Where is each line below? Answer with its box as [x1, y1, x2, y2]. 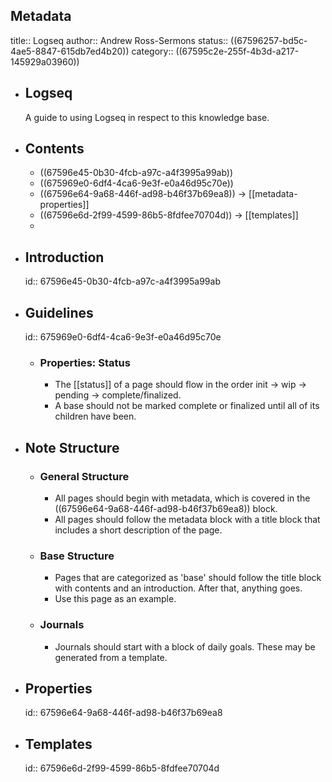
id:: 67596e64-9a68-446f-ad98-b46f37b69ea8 [24, 707, 223, 719]
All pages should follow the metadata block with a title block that [54, 514, 321, 526]
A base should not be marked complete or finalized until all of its [54, 400, 320, 412]
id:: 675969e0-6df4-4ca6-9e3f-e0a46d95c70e [24, 331, 222, 343]
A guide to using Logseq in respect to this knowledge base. [24, 111, 270, 123]
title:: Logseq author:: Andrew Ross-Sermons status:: [10, 34, 229, 46]
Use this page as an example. [54, 593, 177, 605]
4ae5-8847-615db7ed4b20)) [10, 45, 130, 57]
